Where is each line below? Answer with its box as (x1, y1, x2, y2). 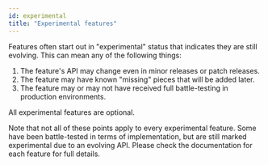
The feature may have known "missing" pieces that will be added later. (19, 74, 255, 84)
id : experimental (8, 11, 67, 20)
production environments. (19, 91, 107, 101)
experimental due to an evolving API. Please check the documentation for (8, 140, 253, 150)
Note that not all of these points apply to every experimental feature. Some (8, 123, 257, 133)
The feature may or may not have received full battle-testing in (19, 82, 228, 93)
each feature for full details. (8, 149, 101, 159)
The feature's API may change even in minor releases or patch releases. (19, 66, 260, 75)
